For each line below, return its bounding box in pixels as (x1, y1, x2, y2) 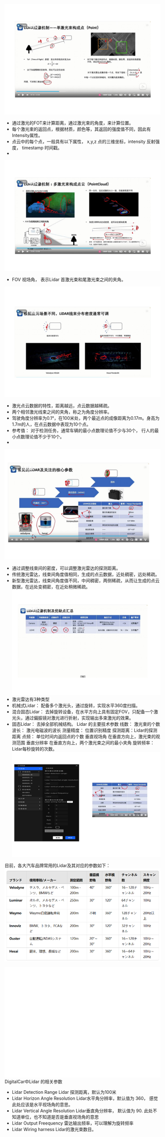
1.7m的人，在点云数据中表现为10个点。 (11, 421, 91, 428)
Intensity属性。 (11, 132, 43, 138)
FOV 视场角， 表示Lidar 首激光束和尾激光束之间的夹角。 (11, 276, 126, 282)
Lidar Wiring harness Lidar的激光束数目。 (11, 1127, 97, 1133)
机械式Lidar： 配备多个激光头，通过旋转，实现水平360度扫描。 (11, 702, 140, 708)
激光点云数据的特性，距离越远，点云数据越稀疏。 (11, 403, 112, 409)
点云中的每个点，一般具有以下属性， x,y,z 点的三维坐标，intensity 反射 (11, 138, 156, 145)
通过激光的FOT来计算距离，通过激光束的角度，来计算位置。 (11, 120, 134, 126)
